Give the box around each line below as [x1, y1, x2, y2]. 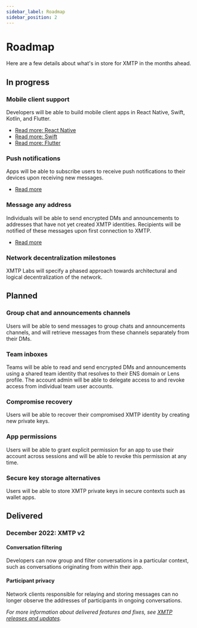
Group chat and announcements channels [6, 309, 131, 317]
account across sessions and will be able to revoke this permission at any [6, 452, 187, 459]
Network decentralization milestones [6, 254, 116, 262]
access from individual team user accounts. [6, 383, 113, 389]
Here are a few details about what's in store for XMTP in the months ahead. [6, 60, 192, 67]
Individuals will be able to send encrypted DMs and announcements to [6, 214, 179, 221]
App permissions [6, 432, 57, 441]
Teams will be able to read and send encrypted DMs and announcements [6, 364, 186, 371]
